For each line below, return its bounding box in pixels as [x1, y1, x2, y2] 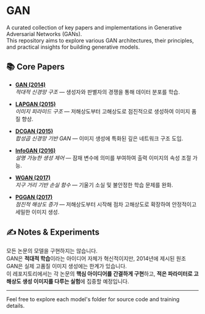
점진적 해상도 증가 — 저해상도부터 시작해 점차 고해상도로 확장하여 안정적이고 [15, 201, 197, 208]
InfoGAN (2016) [15, 147, 56, 154]
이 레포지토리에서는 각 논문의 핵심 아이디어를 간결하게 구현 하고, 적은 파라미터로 [6, 269, 193, 277]
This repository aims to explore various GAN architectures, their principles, [6, 37, 194, 44]
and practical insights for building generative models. [6, 43, 140, 51]
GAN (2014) [15, 80, 46, 88]
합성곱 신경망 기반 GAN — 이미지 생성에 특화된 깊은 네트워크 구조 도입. [15, 135, 184, 142]
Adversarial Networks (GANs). [6, 30, 82, 37]
